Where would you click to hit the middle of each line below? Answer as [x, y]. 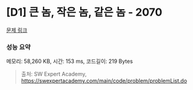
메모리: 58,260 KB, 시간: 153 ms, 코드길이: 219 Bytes [70, 61]
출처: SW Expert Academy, [54, 74]
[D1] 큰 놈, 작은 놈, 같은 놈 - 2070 [84, 12]
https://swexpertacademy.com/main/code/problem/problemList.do [104, 81]
